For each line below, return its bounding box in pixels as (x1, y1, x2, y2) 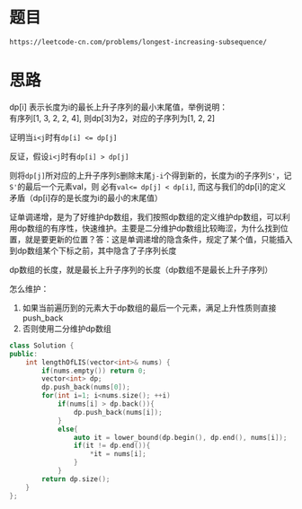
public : (9, 349, 39, 358)
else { (57, 425, 78, 434)
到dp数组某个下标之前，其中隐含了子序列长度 (9, 245, 177, 256)
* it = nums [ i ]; (89, 450, 147, 459)
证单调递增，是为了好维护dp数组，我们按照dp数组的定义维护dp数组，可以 (9, 211, 283, 222)
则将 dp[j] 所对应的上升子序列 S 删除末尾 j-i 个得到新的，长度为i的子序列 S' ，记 (9, 170, 292, 180)
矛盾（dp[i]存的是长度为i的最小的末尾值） (9, 192, 164, 203)
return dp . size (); (41, 474, 111, 484)
